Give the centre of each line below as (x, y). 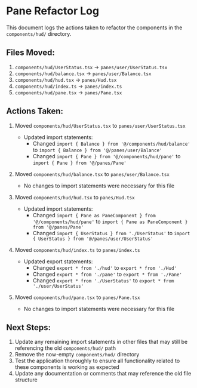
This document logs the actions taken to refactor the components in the (94, 27)
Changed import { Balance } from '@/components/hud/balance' (112, 143)
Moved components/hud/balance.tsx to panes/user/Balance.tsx (92, 174)
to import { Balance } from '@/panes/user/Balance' (97, 150)
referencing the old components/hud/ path (65, 348)
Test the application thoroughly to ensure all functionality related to (97, 361)
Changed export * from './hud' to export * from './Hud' (105, 267)
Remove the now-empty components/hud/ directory (77, 355)
